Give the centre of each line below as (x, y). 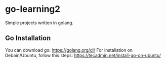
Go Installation (28, 38)
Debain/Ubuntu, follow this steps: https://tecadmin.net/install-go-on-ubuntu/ (83, 55)
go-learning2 (33, 9)
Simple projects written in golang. (39, 23)
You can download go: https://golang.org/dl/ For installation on (69, 50)
